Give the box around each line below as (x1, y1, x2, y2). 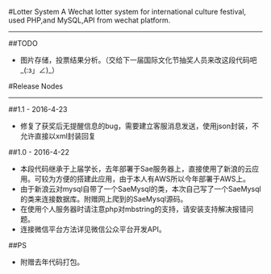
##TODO (8, 39, 38, 48)
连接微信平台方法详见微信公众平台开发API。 (19, 225, 167, 234)
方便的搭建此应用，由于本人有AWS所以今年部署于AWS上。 (55, 174, 251, 184)
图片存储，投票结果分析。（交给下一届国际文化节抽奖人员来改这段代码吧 (19, 56, 257, 64)
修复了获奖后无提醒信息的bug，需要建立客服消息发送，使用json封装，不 (19, 121, 260, 131)
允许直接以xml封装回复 (19, 131, 97, 140)
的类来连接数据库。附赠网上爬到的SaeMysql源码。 (19, 194, 188, 204)
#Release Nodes (8, 81, 63, 91)
